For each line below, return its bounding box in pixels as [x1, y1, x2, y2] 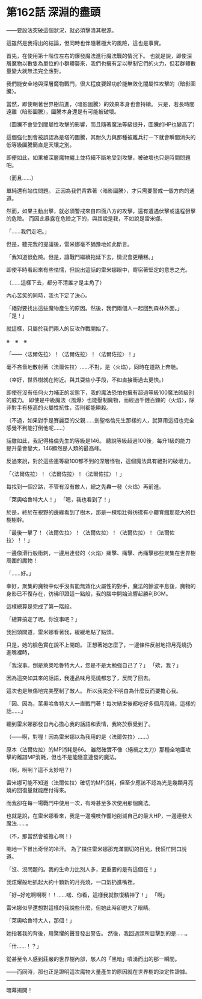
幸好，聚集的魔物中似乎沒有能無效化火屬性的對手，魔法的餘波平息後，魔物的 [6, 582, 196, 589]
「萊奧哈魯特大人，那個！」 [6, 916, 75, 924]
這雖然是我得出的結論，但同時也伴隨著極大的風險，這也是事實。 [6, 39, 164, 46]
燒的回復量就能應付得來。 [6, 786, 70, 794]
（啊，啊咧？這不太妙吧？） [6, 766, 75, 773]
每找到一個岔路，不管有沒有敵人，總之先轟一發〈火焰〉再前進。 [6, 483, 164, 490]
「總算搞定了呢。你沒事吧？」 [6, 615, 80, 622]
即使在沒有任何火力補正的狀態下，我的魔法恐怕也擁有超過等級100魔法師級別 [6, 389, 194, 396]
